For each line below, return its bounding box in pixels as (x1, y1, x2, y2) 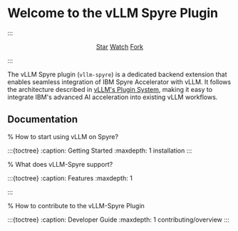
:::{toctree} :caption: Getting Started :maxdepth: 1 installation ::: (7, 146, 192, 155)
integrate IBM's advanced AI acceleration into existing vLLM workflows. (7, 93, 218, 101)
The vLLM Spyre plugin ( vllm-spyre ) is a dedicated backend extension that (7, 70, 227, 78)
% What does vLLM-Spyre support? (7, 160, 113, 168)
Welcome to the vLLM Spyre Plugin (7, 5, 219, 21)
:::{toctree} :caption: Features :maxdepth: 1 (7, 173, 133, 183)
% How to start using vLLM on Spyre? (7, 132, 119, 140)
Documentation (7, 113, 78, 125)
